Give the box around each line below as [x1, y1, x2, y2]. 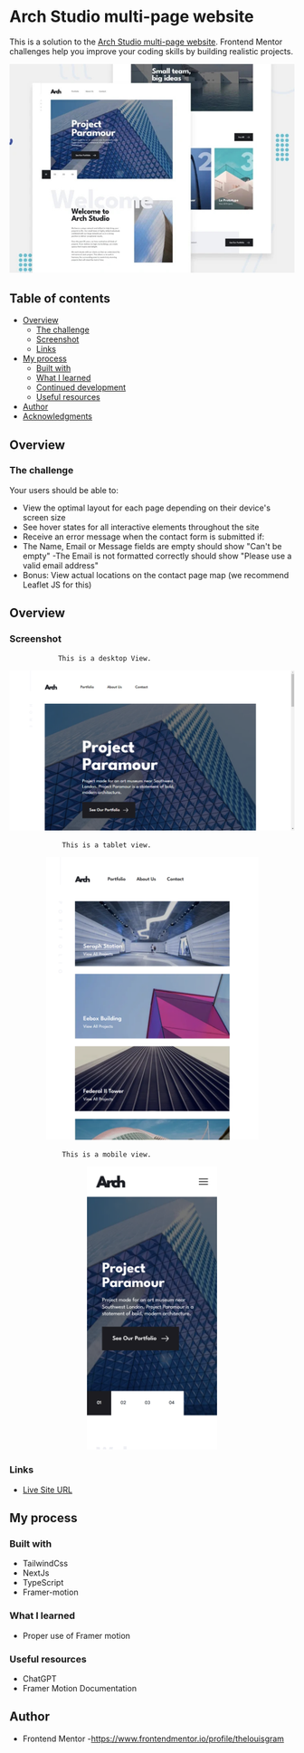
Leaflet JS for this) [22, 579, 92, 590]
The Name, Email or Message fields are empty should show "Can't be [22, 540, 282, 551]
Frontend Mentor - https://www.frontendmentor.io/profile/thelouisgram [22, 1733, 285, 1744]
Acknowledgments [22, 411, 93, 422]
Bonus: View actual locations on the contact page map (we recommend [22, 569, 290, 580]
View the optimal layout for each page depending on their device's [22, 502, 271, 513]
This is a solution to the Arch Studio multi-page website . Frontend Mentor [9, 36, 283, 47]
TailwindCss [22, 1558, 69, 1569]
